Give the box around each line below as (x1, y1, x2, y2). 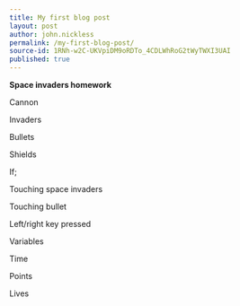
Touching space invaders (9, 184, 103, 194)
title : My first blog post (9, 13, 111, 22)
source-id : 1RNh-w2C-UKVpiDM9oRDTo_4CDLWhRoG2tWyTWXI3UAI (9, 47, 231, 56)
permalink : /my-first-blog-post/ (9, 38, 135, 48)
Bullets (9, 132, 35, 142)
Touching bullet (9, 201, 67, 212)
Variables (9, 236, 44, 247)
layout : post (9, 22, 58, 31)
